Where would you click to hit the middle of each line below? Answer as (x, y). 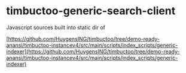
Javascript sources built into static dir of (56, 27)
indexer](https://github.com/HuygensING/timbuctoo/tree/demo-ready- (93, 51)
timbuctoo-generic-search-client (91, 11)
